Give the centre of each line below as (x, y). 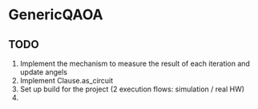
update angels (44, 72)
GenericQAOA (56, 15)
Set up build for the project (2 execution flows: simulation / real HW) (132, 89)
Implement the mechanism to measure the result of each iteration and (135, 63)
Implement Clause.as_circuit (67, 81)
